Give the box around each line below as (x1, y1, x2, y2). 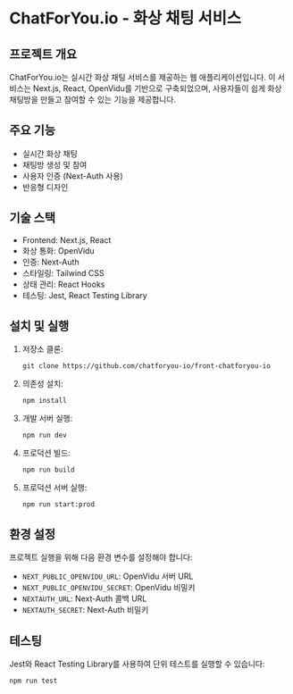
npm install (21, 397, 67, 406)
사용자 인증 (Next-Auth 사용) (21, 171, 123, 181)
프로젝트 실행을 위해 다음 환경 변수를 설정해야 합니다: (9, 552, 193, 563)
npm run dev (21, 431, 67, 440)
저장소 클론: (21, 344, 64, 355)
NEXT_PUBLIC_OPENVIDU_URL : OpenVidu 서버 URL (21, 571, 194, 581)
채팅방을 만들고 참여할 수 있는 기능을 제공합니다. (9, 95, 177, 105)
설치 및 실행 (9, 319, 70, 334)
